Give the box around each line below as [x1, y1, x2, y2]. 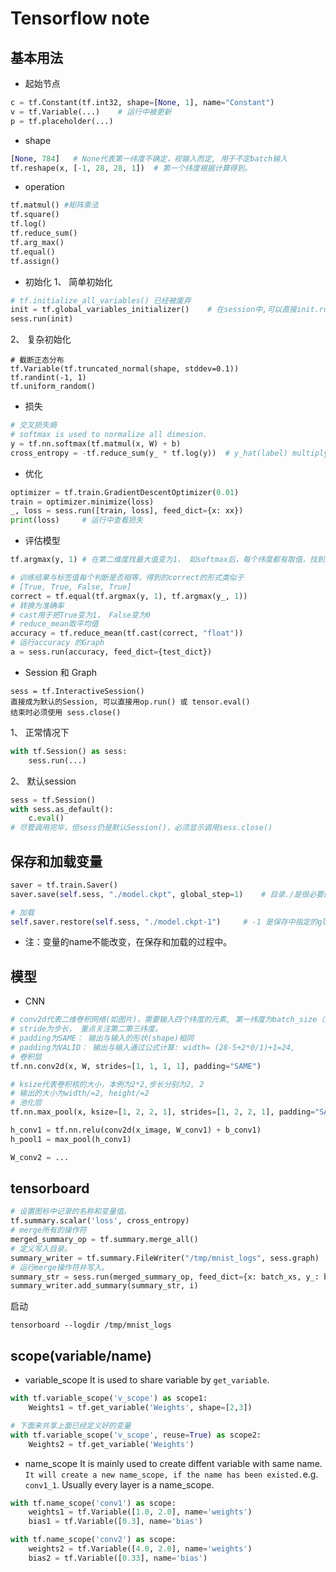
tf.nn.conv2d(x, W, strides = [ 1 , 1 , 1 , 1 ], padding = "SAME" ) [10, 1061, 262, 1071]
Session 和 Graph [24, 666, 98, 678]
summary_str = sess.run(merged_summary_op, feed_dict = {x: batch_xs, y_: [10, 1272, 320, 1282]
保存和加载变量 [10, 853, 103, 870]
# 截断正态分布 [10, 355, 65, 366]
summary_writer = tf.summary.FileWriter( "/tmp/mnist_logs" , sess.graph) [10, 1253, 320, 1263]
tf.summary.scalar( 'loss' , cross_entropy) [10, 1216, 190, 1226]
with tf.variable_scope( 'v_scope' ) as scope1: [10, 1393, 208, 1404]
